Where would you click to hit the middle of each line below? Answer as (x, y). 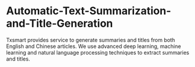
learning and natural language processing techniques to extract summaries (98, 52)
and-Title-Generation (60, 23)
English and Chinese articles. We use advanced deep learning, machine (94, 46)
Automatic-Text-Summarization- (89, 11)
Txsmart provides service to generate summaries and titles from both (91, 40)
